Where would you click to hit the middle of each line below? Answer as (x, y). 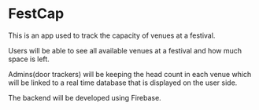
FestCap (36, 14)
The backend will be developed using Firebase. (85, 97)
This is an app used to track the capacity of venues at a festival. (112, 35)
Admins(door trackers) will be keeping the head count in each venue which (130, 74)
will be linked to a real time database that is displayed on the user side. (123, 82)
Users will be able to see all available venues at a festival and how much (125, 50)
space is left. (29, 59)
